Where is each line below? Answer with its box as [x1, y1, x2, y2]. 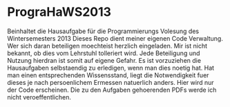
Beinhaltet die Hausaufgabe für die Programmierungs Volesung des [7, 27, 199, 35]
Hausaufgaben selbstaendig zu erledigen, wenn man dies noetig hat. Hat [7, 64, 215, 72]
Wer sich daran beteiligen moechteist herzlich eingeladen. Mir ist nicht [7, 41, 207, 50]
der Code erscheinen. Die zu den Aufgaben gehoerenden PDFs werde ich [7, 86, 217, 94]
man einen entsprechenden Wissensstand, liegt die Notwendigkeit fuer [7, 70, 209, 79]
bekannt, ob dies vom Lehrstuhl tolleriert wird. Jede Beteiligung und [7, 49, 200, 57]
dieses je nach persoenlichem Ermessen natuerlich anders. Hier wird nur [7, 78, 214, 86]
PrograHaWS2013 [7, 4, 112, 20]
